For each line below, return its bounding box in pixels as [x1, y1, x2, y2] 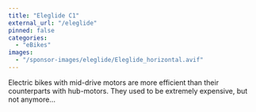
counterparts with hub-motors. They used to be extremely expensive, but [8, 86, 248, 95]
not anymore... [8, 95, 55, 104]
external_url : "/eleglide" [8, 19, 97, 27]
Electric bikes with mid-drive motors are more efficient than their [8, 77, 220, 87]
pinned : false [8, 26, 55, 34]
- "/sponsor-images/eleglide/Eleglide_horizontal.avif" [15, 56, 204, 64]
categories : [8, 33, 48, 42]
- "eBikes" [15, 41, 52, 49]
